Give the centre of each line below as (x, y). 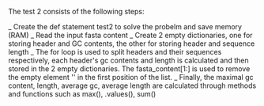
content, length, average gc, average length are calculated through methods (132, 85)
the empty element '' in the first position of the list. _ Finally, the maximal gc (131, 77)
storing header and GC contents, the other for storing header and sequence (132, 44)
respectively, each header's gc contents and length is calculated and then (128, 60)
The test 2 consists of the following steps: (76, 11)
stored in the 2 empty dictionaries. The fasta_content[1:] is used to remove (129, 69)
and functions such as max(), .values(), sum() (82, 94)
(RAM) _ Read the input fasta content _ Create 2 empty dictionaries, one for (130, 35)
